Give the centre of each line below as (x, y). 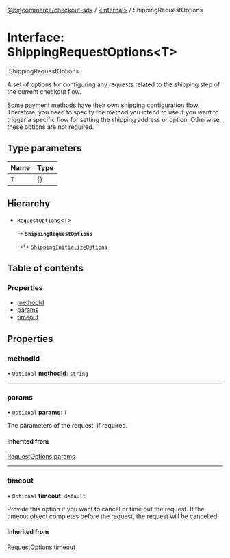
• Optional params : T (37, 412)
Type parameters (44, 148)
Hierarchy (29, 204)
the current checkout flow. (44, 91)
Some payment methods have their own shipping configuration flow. (103, 105)
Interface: (36, 38)
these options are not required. (51, 127)
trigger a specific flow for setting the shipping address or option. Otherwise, (114, 119)
